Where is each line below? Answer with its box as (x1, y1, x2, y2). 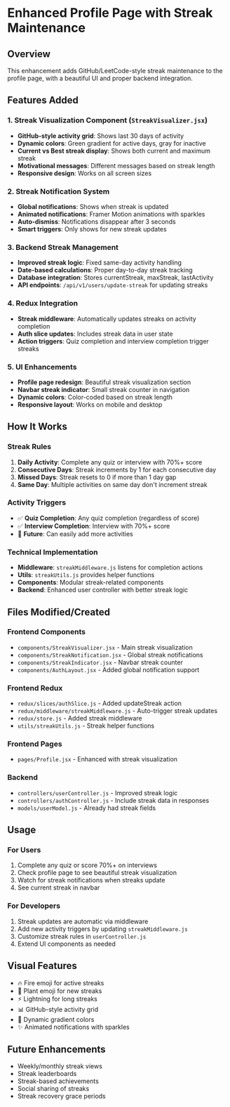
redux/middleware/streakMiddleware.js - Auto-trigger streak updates (17, 707, 218, 715)
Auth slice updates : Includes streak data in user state (17, 329, 173, 338)
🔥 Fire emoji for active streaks (17, 978, 104, 987)
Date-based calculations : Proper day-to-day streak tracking (17, 266, 193, 274)
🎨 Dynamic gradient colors (17, 1015, 95, 1023)
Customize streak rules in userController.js (17, 932, 147, 940)
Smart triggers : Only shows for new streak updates (17, 224, 167, 233)
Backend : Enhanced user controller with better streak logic (17, 586, 189, 594)
